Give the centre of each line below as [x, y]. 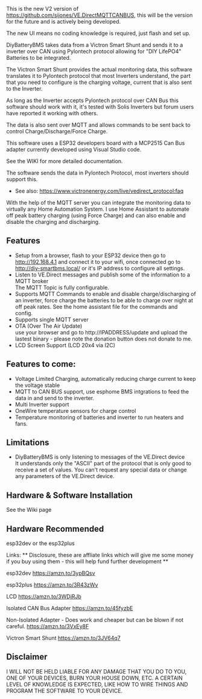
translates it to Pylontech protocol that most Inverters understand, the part [99, 76]
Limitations [28, 443]
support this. [22, 179]
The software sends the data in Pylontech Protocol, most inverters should [97, 173]
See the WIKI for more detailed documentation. [65, 161]
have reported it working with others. [52, 113]
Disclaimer [27, 657]
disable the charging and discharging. [53, 222]
